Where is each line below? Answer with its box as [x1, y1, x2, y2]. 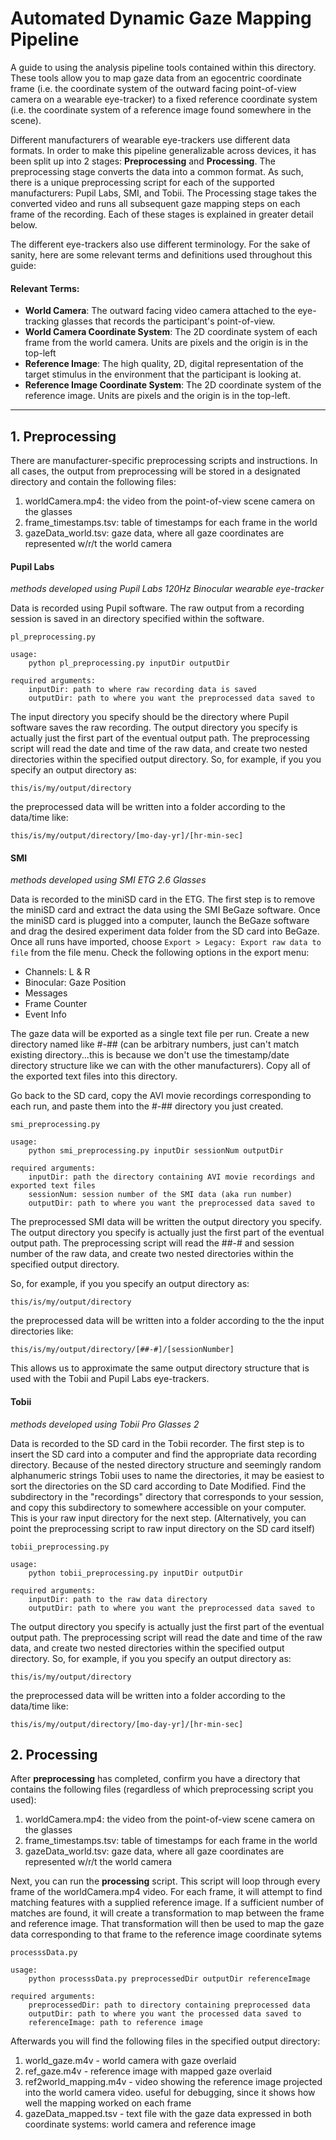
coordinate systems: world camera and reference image [24, 2118, 257, 2131]
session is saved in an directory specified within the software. [10, 613, 265, 625]
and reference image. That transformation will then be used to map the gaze [10, 1918, 325, 1930]
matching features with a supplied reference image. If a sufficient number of [10, 1897, 325, 1909]
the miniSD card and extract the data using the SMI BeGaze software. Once [10, 904, 321, 916]
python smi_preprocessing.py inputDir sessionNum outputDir [28, 1146, 284, 1156]
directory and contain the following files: [10, 475, 177, 487]
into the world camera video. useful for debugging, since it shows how [24, 2087, 316, 2099]
